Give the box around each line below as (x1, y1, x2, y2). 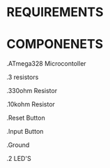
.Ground (6, 141, 30, 149)
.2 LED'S (6, 155, 32, 163)
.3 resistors (6, 73, 39, 81)
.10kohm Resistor (6, 100, 55, 108)
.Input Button (6, 127, 44, 136)
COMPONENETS (6, 36, 104, 52)
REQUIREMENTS (6, 4, 104, 20)
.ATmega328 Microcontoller (6, 59, 86, 68)
